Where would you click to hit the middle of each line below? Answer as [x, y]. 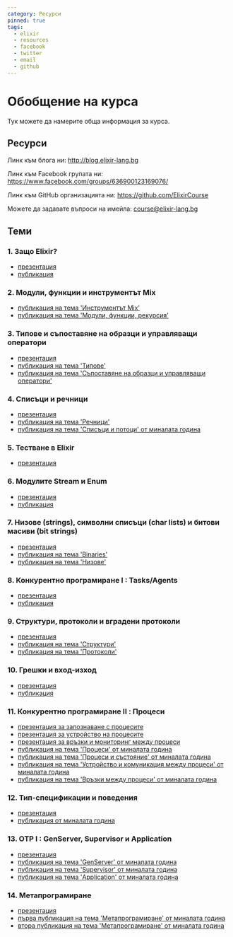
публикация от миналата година [66, 820]
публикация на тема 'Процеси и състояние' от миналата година [114, 757]
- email [25, 60]
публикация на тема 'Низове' [62, 561]
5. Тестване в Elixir [41, 448]
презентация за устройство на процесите [80, 734]
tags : [15, 27]
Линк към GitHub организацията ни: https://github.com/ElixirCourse [108, 195]
